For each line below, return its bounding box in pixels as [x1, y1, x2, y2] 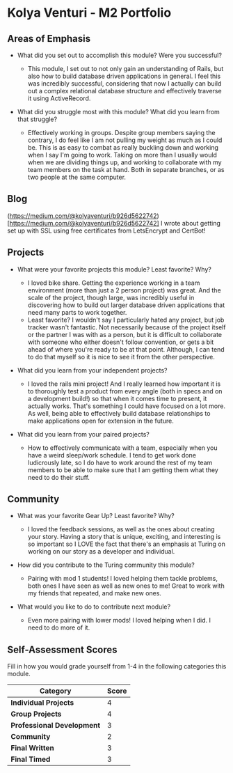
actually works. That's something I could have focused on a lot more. [27, 402, 226, 410]
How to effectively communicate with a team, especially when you [27, 444, 218, 452]
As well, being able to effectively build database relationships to [27, 409, 211, 417]
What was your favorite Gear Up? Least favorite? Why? [17, 512, 175, 520]
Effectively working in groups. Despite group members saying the [27, 129, 216, 136]
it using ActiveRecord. [27, 94, 91, 102]
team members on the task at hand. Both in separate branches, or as [27, 166, 225, 173]
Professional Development [10, 721, 101, 731]
